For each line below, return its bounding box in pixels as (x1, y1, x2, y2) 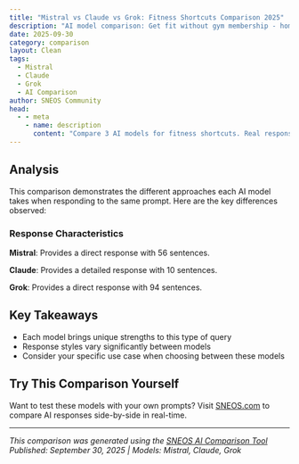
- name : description (25, 121, 101, 130)
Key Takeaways (9, 308, 99, 323)
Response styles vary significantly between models (21, 341, 212, 352)
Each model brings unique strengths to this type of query (21, 331, 232, 342)
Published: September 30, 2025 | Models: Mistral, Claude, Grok (9, 444, 242, 455)
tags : (9, 54, 29, 63)
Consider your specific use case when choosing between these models (21, 350, 285, 361)
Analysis (9, 162, 60, 178)
